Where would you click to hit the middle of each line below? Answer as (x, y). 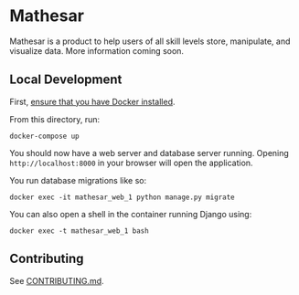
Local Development (66, 80)
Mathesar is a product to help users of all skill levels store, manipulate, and (150, 41)
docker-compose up (44, 136)
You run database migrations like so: (78, 180)
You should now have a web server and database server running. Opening (149, 153)
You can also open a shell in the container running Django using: (131, 214)
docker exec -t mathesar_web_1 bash (79, 231)
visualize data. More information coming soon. (97, 50)
